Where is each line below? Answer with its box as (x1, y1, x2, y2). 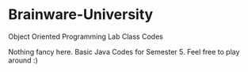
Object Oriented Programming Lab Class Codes (8, 32, 164, 41)
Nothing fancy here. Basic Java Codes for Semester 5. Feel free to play (8, 47, 240, 56)
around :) (8, 55, 38, 65)
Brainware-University (8, 6, 154, 24)
